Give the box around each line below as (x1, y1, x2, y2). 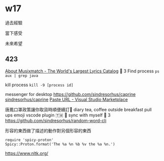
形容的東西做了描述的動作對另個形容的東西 (5, 128, 91, 134)
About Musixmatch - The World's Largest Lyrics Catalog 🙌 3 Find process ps (5, 68, 160, 74)
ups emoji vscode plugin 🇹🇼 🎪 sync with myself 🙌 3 (5, 112, 111, 118)
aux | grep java (5, 73, 38, 78)
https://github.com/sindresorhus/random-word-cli (5, 117, 107, 123)
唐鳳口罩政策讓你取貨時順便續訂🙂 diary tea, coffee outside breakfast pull (5, 106, 152, 113)
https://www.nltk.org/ (5, 150, 49, 156)
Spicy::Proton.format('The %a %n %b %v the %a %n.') (5, 141, 115, 147)
